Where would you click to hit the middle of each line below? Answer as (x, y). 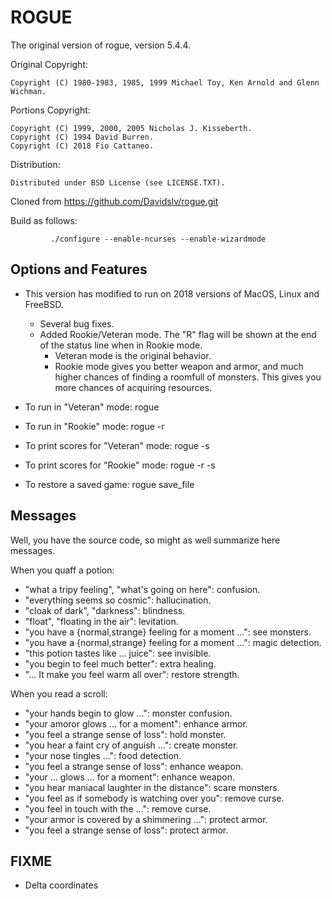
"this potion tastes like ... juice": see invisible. (118, 653)
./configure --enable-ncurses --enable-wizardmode (158, 239)
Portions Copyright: (50, 110)
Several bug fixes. (77, 323)
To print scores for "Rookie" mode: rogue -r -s (120, 465)
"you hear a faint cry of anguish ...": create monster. (131, 745)
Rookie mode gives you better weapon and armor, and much (179, 366)
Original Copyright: (49, 64)
